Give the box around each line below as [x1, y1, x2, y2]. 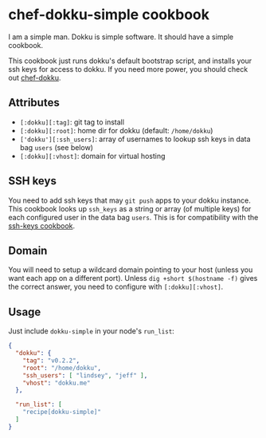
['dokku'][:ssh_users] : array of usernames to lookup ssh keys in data [19, 134, 251, 144]
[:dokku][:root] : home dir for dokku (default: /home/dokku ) [19, 125, 213, 135]
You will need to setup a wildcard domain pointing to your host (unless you [8, 265, 253, 274]
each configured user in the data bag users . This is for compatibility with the [8, 212, 259, 222]
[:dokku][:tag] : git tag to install [19, 117, 125, 127]
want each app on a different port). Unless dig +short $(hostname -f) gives [8, 274, 258, 283]
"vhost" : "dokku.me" [22, 379, 91, 387]
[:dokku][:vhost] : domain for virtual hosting [19, 151, 166, 160]
